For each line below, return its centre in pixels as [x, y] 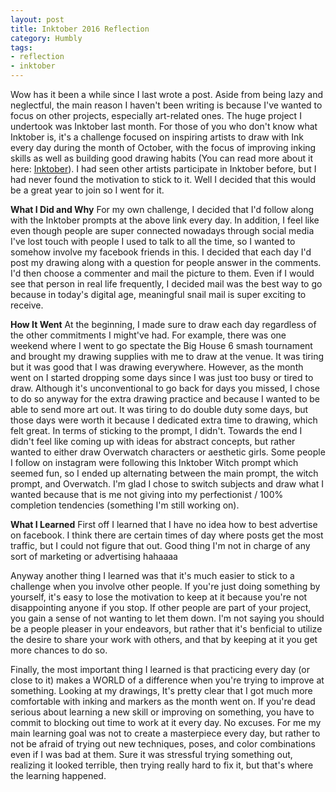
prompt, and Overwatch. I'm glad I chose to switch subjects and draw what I [167, 484]
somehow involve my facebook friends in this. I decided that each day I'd [161, 252]
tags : [21, 47]
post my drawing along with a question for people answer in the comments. [166, 262]
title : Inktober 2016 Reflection [80, 29]
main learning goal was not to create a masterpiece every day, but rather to [165, 733]
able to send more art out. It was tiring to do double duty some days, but [159, 409]
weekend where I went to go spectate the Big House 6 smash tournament [161, 345]
